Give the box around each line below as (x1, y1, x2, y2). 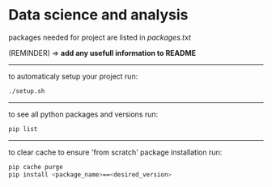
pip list (8, 125, 38, 133)
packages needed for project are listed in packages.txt (8, 32, 192, 42)
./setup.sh (8, 87, 45, 95)
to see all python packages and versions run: (8, 109, 159, 119)
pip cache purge (8, 163, 63, 171)
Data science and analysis (8, 6, 189, 24)
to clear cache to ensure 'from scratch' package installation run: (8, 147, 223, 157)
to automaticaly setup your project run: (8, 71, 138, 81)
